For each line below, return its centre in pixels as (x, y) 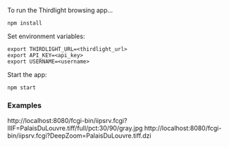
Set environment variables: (46, 36)
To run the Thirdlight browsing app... (60, 10)
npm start (22, 88)
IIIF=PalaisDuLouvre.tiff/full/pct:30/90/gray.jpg (75, 128)
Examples (25, 105)
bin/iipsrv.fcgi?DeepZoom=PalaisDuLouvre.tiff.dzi (79, 136)
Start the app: (27, 75)
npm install (25, 23)
